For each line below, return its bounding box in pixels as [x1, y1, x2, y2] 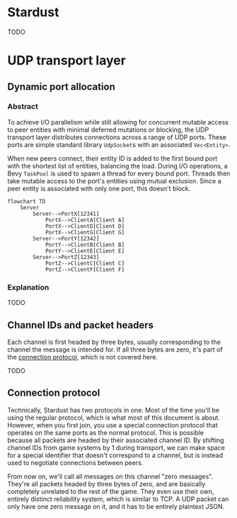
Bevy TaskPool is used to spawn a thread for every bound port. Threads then [7, 169, 231, 178]
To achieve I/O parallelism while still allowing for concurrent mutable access [7, 117, 229, 126]
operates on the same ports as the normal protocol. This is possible [7, 428, 204, 437]
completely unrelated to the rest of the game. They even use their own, [7, 487, 214, 495]
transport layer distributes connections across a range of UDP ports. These [7, 132, 227, 142]
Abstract [7, 102, 39, 112]
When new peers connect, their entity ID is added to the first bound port [7, 154, 218, 163]
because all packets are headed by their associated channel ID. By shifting [7, 436, 224, 444]
